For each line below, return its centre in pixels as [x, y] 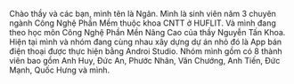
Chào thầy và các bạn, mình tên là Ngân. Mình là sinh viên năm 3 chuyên [143, 14]
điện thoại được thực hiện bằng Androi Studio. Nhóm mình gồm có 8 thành [146, 51]
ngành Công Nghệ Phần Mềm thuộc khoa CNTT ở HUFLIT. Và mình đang [143, 23]
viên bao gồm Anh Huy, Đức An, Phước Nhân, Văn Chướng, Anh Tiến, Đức [145, 61]
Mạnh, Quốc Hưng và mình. [60, 70]
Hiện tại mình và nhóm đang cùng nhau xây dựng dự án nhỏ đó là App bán [146, 42]
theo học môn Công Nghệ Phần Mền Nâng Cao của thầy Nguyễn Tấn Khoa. [147, 32]
